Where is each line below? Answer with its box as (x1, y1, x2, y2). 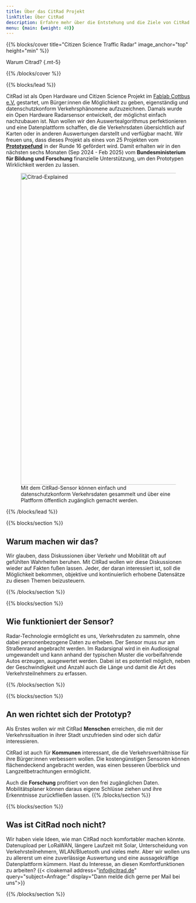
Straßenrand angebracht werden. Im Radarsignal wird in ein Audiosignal (6, 645, 180, 652)
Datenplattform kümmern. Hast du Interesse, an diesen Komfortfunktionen (6, 860, 185, 867)
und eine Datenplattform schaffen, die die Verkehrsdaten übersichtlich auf (6, 124, 185, 131)
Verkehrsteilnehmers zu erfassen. (6, 669, 88, 677)
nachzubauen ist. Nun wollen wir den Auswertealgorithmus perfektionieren (6, 118, 187, 125)
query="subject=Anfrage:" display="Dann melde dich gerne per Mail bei (6, 872, 180, 880)
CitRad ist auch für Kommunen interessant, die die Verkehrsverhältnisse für (6, 749, 189, 756)
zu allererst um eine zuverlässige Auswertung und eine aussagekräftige (6, 854, 179, 861)
